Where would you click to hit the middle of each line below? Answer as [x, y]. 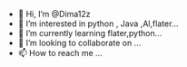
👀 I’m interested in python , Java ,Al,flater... [98, 24]
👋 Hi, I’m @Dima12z [54, 14]
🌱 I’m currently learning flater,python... [90, 33]
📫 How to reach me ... [60, 53]
